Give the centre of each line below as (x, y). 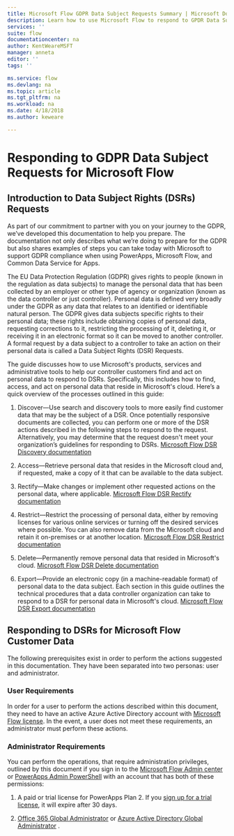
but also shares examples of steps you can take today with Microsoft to (110, 248)
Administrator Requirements (56, 746)
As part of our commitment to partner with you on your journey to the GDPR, (117, 226)
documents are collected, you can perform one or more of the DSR (113, 422)
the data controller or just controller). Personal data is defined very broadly (115, 299)
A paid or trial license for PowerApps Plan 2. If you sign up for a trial (115, 798)
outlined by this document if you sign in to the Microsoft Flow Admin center (115, 769)
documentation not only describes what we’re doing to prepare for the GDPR (117, 241)
